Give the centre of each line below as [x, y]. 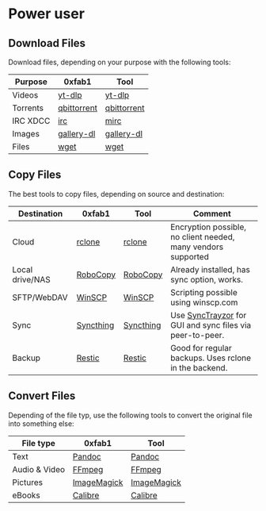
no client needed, [202, 236]
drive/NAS [31, 279]
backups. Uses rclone [211, 358]
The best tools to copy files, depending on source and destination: [116, 194]
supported [190, 256]
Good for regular [201, 348]
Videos [25, 95]
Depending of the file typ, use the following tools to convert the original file [130, 415]
